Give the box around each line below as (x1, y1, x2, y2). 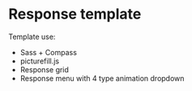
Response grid (19, 64, 69, 74)
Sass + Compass (19, 47, 77, 57)
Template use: (8, 32, 56, 41)
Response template (8, 5, 142, 24)
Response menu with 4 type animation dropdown (19, 73, 185, 83)
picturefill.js (19, 56, 59, 66)
